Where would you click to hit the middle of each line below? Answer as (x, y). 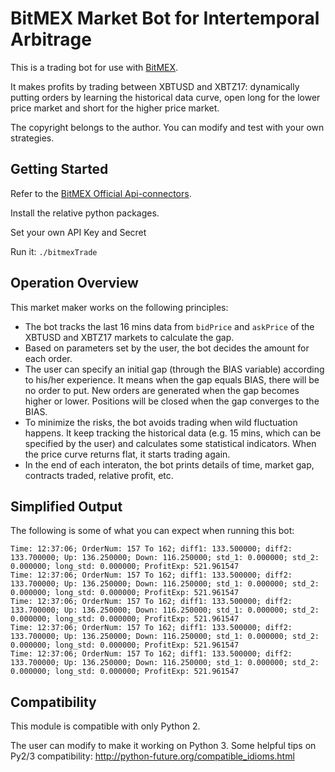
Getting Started (59, 169)
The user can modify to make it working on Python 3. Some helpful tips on (163, 746)
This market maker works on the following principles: (119, 307)
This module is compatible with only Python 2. (105, 726)
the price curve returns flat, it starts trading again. (127, 454)
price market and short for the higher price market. (115, 108)
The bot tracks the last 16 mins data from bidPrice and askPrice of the (169, 326)
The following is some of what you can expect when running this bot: (152, 531)
